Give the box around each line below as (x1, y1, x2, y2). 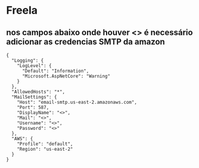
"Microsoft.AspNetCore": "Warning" (21, 73, 111, 79)
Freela (6, 4, 38, 17)
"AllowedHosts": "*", (11, 89, 66, 95)
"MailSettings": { (11, 94, 58, 100)
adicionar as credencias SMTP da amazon (6, 36, 165, 46)
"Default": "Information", (21, 68, 89, 74)
